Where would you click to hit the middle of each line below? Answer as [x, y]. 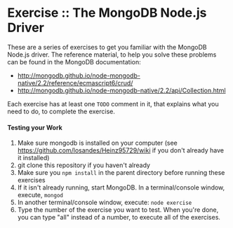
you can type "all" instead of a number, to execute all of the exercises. [119, 218]
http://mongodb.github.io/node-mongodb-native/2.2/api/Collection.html [121, 90]
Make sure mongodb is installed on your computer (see [97, 143]
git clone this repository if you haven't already [84, 165]
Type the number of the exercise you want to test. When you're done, [118, 210]
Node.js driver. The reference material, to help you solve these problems [112, 55]
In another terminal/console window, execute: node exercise [105, 202]
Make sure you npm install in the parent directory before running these [121, 173]
